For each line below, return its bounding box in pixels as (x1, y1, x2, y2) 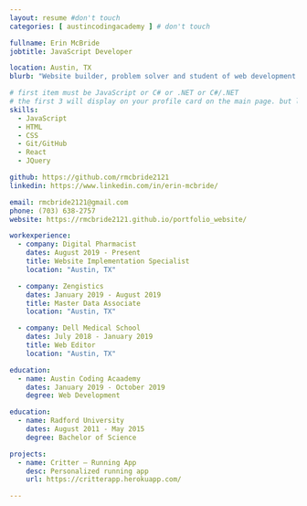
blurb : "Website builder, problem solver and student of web (9, 72, 248, 81)
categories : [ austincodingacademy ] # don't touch (9, 22, 210, 31)
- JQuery (17, 156, 51, 165)
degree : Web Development (26, 391, 121, 400)
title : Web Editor (26, 341, 96, 350)
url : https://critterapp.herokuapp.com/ (26, 475, 182, 484)
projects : (9, 449, 48, 459)
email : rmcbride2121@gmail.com (9, 197, 129, 206)
